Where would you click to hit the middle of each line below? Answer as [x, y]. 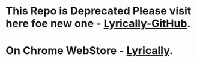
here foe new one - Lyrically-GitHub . [98, 23]
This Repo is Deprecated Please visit [98, 11]
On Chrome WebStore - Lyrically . [89, 51]
